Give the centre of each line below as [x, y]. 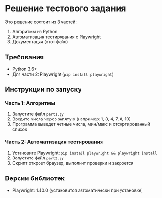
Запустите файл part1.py [38, 114]
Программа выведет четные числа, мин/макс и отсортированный [81, 124]
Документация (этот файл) [40, 41]
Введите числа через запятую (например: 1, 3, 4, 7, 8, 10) [71, 119]
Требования [24, 57]
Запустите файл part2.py [38, 158]
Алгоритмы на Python [35, 31]
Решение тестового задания [66, 9]
